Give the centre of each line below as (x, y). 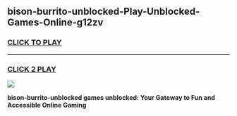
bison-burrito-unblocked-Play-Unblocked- (104, 12)
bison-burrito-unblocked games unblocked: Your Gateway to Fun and (111, 97)
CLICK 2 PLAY (32, 69)
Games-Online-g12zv (55, 23)
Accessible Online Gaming (47, 105)
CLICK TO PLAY (35, 43)
